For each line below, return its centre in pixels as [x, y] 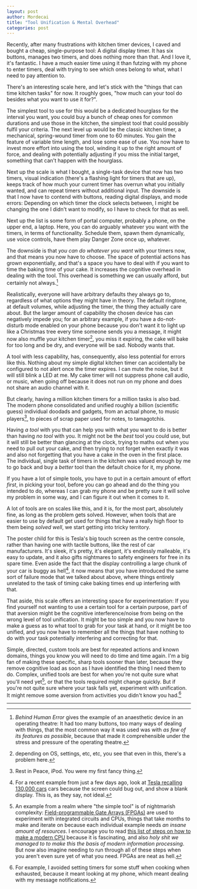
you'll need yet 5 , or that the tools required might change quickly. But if [91, 681]
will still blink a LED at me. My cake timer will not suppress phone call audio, [98, 375]
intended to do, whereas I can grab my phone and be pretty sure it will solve [98, 491]
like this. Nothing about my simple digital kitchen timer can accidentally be [96, 362]
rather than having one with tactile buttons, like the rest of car [81, 545]
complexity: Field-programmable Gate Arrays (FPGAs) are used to [94, 813]
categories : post [28, 28]
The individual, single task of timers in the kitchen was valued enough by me [99, 461]
